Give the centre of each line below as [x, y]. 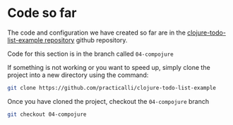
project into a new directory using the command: [78, 75]
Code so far [42, 13]
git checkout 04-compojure [47, 114]
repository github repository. [86, 40]
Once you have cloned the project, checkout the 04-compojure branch [108, 101]
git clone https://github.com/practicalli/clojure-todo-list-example [112, 88]
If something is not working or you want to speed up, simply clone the [109, 67]
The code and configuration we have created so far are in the [96, 32]
